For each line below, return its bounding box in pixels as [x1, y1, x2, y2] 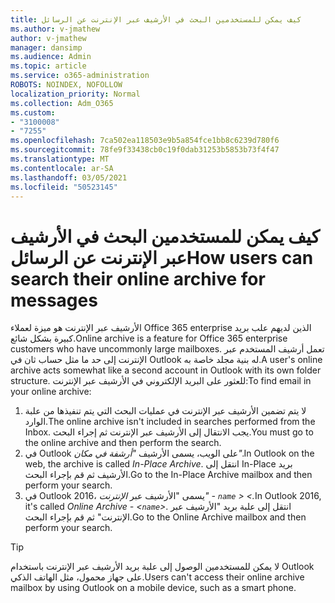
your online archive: [10, 386, 92, 398]
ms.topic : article [10, 61, 87, 71]
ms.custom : [10, 107, 56, 118]
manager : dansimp [10, 42, 83, 53]
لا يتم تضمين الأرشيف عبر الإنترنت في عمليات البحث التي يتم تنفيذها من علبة [24, 405, 307, 417]
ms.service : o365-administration [10, 71, 150, 81]
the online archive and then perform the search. [24, 437, 222, 449]
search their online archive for [10, 267, 266, 290]
